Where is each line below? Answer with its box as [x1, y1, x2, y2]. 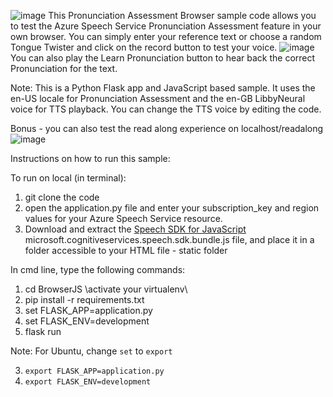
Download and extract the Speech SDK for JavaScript [24, 223, 247, 235]
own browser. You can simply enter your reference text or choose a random [10, 31, 322, 42]
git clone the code [24, 191, 100, 203]
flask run [24, 326, 62, 337]
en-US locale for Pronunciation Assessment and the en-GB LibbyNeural [10, 93, 306, 104]
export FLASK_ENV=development [24, 377, 152, 387]
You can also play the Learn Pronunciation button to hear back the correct [10, 52, 316, 64]
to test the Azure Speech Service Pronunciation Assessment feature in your [10, 20, 322, 32]
